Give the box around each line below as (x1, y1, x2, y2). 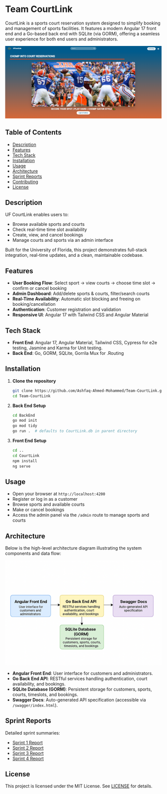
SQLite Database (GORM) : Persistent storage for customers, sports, (12, 686, 152, 692)
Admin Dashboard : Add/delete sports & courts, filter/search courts (12, 291, 150, 297)
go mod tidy (12, 423, 37, 428)
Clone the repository (12, 378, 56, 384)
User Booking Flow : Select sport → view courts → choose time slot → (12, 280, 156, 286)
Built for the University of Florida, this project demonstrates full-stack (5, 247, 148, 253)
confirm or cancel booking (12, 285, 67, 291)
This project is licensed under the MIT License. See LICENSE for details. (5, 783, 153, 789)
